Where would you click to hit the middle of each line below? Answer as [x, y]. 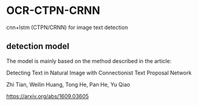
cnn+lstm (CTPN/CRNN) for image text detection [67, 27]
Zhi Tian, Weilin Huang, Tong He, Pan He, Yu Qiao [68, 84]
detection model [38, 46]
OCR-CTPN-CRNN [53, 11]
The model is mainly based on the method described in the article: [89, 61]
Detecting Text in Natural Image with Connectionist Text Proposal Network [99, 73]
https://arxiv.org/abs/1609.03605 [48, 96]
